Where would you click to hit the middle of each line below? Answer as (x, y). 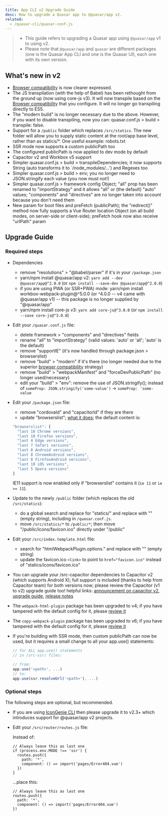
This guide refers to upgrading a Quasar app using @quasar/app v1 (93, 38)
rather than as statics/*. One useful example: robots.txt (69, 141)
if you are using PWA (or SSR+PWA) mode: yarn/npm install (81, 288)
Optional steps (23, 692)
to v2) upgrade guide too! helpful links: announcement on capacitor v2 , (86, 591)
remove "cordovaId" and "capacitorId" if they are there (77, 412)
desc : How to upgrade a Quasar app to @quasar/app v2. (64, 15)
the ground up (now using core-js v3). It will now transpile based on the (86, 98)
